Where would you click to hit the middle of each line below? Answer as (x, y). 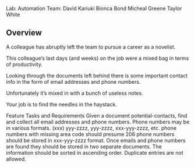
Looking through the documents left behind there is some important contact (97, 76)
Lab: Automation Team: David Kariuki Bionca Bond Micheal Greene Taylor (94, 8)
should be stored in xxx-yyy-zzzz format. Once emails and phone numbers (96, 140)
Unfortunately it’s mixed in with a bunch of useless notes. (75, 93)
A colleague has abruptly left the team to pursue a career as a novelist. (91, 47)
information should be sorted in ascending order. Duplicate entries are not (95, 152)
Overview (24, 33)
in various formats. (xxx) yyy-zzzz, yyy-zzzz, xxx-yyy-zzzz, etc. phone (91, 128)
